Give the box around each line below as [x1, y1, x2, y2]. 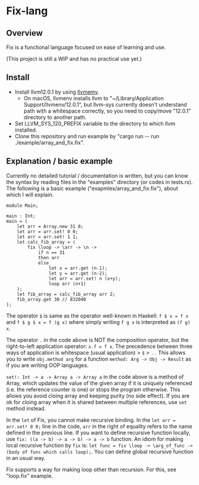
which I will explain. [6, 191, 54, 198]
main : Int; [6, 213, 36, 219]
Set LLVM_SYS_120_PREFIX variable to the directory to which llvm [14, 120, 176, 127]
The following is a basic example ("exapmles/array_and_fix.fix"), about [6, 185, 178, 192]
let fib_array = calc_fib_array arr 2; [17, 291, 116, 297]
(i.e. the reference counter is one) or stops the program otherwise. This [6, 385, 181, 393]
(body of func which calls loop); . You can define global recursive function [6, 448, 194, 455]
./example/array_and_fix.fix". [14, 139, 85, 146]
